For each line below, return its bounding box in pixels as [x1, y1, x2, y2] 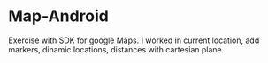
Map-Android [8, 6, 110, 26]
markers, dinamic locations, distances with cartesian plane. [8, 44, 225, 54]
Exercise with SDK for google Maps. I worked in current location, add [8, 35, 260, 45]
